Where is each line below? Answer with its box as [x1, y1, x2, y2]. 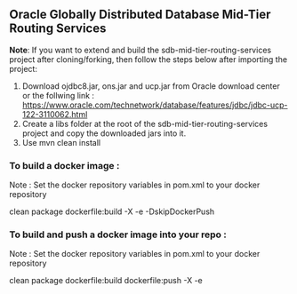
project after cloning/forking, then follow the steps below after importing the [9, 53, 287, 65]
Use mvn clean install [21, 137, 100, 147]
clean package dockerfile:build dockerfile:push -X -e [9, 275, 203, 286]
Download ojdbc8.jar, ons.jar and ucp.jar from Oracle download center [21, 80, 280, 91]
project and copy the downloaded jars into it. [21, 128, 187, 139]
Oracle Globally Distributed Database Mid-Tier [9, 7, 271, 22]
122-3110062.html [21, 108, 88, 119]
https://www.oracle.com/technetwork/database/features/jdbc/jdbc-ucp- [21, 99, 288, 110]
